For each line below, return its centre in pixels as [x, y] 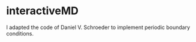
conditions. [20, 33]
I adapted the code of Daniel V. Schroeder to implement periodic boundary [98, 27]
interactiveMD [43, 11]
